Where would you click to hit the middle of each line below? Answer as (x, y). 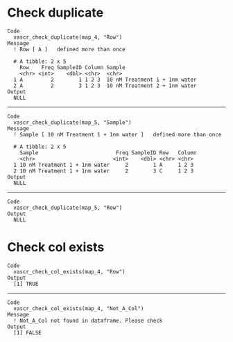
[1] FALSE (27, 333)
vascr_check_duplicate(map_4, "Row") (68, 37)
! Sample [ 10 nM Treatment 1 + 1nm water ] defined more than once (118, 134)
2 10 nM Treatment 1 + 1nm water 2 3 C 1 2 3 (104, 171)
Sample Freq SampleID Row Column (108, 153)
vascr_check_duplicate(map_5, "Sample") (72, 123)
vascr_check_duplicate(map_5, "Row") (68, 208)
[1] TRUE (26, 284)
